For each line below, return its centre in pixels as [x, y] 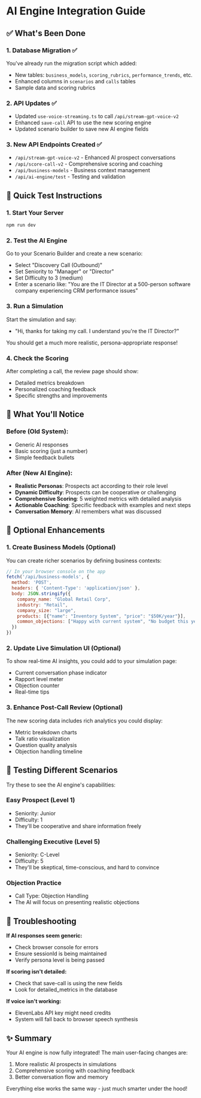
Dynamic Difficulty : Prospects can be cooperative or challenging [95, 492]
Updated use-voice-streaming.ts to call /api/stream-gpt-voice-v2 [97, 116]
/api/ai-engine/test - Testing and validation [70, 177]
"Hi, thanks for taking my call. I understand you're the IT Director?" [97, 331]
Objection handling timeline [48, 751]
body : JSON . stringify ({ [41, 594]
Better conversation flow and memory [62, 1077]
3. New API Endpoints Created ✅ [54, 145]
